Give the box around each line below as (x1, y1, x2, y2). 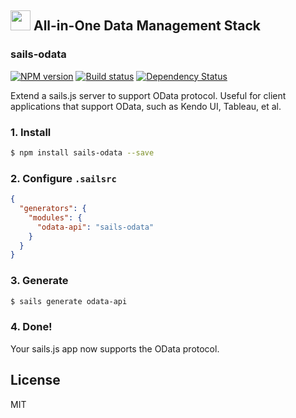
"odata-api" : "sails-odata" (36, 222, 155, 232)
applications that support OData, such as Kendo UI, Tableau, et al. (10, 100, 282, 112)
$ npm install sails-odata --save (10, 147, 155, 158)
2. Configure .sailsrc (10, 171, 117, 185)
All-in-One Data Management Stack (33, 17, 261, 35)
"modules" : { (28, 212, 83, 223)
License (10, 372, 61, 389)
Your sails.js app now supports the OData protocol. (10, 342, 220, 355)
